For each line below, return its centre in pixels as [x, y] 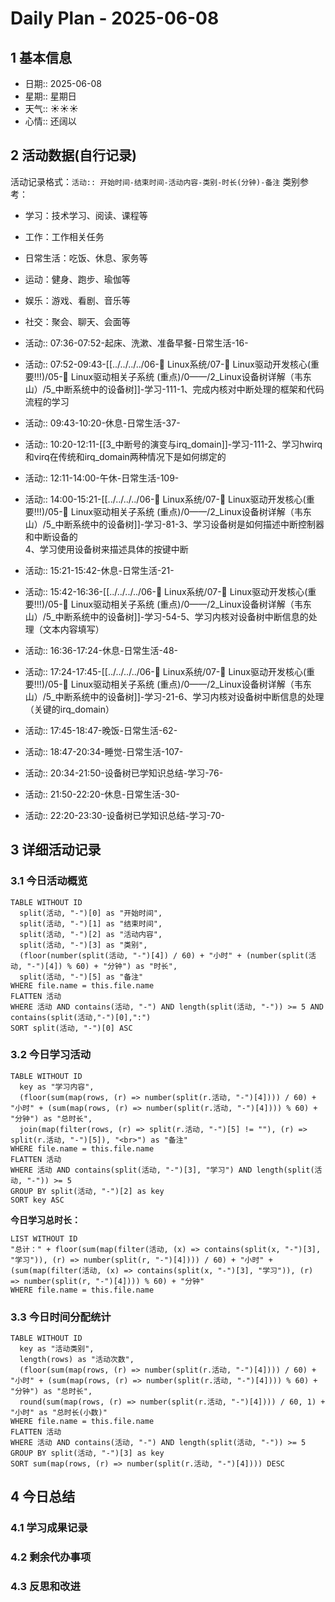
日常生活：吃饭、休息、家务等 [86, 258]
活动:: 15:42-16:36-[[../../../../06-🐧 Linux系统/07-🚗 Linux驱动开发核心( [166, 591]
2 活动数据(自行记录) [74, 155]
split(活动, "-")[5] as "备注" [81, 977]
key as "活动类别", [57, 1349]
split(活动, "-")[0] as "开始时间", [91, 913]
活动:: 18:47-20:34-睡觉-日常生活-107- [104, 751]
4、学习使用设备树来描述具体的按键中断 [106, 549]
